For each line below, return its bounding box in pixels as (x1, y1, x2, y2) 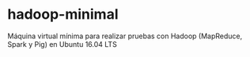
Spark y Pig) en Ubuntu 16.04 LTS (7, 39, 118, 48)
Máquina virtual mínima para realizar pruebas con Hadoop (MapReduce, (7, 31, 243, 41)
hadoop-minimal (7, 5, 119, 23)
